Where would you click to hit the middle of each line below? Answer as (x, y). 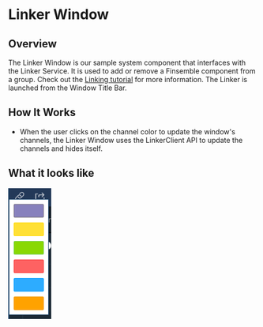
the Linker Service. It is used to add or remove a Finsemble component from (132, 71)
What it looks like (51, 173)
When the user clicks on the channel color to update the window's (127, 131)
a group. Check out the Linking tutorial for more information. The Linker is (128, 79)
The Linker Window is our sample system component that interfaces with (127, 62)
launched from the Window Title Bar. (68, 88)
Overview (33, 44)
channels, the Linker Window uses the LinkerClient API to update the (131, 140)
